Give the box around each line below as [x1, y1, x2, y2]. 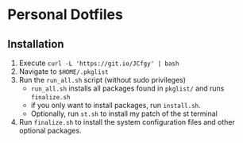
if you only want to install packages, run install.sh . [30, 101, 202, 110]
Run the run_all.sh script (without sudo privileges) [18, 75, 187, 84]
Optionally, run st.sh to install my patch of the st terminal [30, 109, 218, 118]
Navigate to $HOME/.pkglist [18, 67, 109, 76]
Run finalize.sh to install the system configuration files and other [18, 118, 236, 126]
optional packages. [18, 126, 82, 135]
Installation [7, 37, 64, 51]
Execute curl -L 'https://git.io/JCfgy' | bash [18, 58, 179, 68]
